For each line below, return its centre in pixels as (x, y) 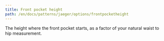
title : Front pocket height (34, 10)
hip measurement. (23, 33)
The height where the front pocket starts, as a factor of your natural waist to (82, 28)
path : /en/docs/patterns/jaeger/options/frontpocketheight (67, 14)
